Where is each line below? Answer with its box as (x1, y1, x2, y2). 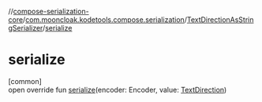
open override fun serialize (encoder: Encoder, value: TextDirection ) (8, 85, 227, 94)
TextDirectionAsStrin (186, 15, 254, 24)
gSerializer (8, 24, 43, 32)
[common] (8, 76, 42, 86)
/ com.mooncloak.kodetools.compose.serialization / (22, 15, 188, 24)
